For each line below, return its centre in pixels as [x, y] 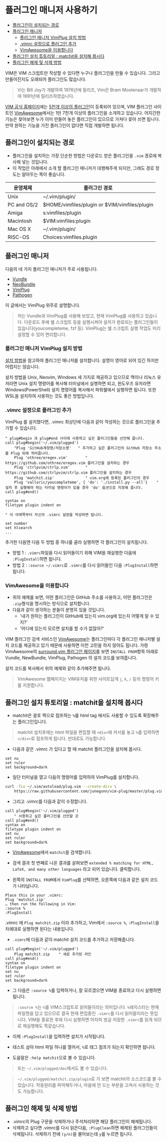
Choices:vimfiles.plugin [70, 237]
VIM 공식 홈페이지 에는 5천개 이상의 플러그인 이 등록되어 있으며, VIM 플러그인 [79, 106]
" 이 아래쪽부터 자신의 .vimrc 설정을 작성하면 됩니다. [54, 515]
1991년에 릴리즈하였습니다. [48, 96]
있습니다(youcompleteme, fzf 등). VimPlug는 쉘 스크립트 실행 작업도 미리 [89, 328]
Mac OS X [19, 229]
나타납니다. [29, 886]
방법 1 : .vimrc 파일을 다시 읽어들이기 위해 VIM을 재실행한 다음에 [74, 553]
